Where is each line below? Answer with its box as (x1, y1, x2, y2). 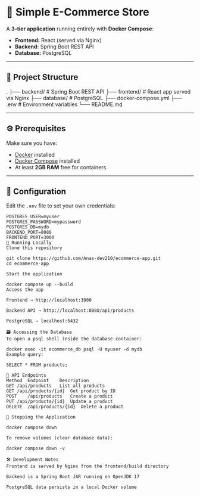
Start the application (6, 271, 62, 277)
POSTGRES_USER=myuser (6, 214, 60, 220)
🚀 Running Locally (6, 240, 52, 246)
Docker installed (14, 151, 55, 158)
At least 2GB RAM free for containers (14, 163, 107, 170)
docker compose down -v (6, 445, 65, 452)
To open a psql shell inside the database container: (6, 336, 143, 342)
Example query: (6, 352, 44, 358)
